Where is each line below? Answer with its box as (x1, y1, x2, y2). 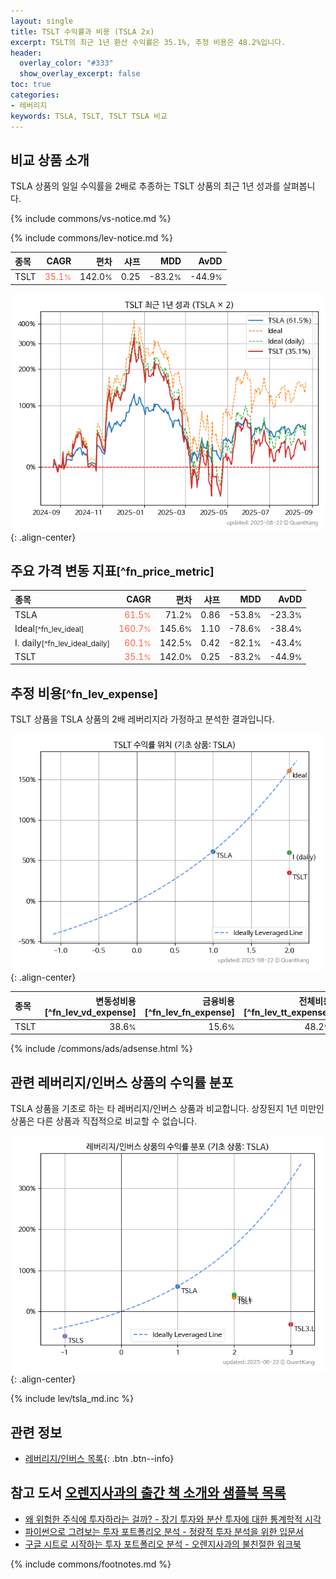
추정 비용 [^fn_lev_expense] (10, 685, 158, 702)
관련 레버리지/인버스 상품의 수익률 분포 (10, 1074, 234, 1091)
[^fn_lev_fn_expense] (144, 1006, 235, 1018)
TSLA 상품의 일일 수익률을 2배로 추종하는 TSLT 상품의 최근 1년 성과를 (10, 180, 281, 192)
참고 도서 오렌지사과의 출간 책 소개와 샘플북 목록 (10, 1485, 287, 1502)
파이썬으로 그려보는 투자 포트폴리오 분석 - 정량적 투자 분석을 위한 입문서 (24, 1525, 304, 1537)
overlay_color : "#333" (19, 58, 114, 69)
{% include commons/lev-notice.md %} (10, 232, 174, 244)
